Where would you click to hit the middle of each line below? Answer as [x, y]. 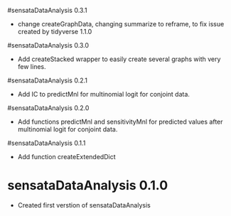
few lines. [32, 66]
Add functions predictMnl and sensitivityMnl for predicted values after [120, 121]
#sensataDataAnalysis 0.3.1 [47, 10]
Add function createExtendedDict [66, 157]
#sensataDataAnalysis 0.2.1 [47, 80]
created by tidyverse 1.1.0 [55, 32]
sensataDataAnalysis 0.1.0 [88, 186]
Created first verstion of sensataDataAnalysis [84, 205]
